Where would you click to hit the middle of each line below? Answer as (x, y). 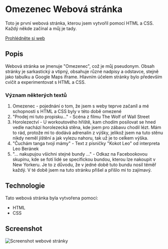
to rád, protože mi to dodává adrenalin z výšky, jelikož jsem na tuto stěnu (88, 133)
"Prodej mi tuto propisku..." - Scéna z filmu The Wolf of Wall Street (81, 117)
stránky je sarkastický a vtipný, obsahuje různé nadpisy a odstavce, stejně (82, 71)
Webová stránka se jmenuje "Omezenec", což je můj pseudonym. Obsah (80, 66)
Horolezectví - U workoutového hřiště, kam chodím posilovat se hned (84, 122)
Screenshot (24, 229)
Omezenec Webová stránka (64, 9)
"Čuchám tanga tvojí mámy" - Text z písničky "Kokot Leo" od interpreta (86, 144)
